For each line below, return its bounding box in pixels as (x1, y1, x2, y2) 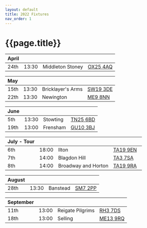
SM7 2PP (75, 185, 97, 192)
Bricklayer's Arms (42, 86, 83, 93)
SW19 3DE (87, 86, 113, 93)
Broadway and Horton (58, 162, 109, 169)
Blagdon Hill (58, 154, 86, 161)
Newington (42, 94, 67, 101)
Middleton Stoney (42, 63, 84, 70)
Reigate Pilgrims (57, 207, 95, 214)
